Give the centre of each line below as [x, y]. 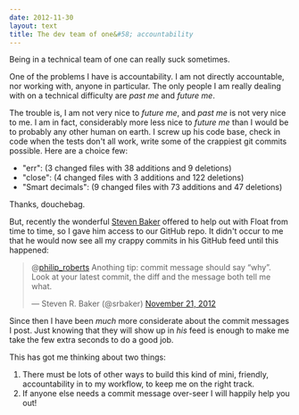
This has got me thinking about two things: [88, 357]
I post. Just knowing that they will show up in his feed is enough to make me [149, 330]
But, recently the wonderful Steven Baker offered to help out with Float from [149, 222]
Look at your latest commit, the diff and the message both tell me [151, 277]
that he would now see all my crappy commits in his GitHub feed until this [144, 241]
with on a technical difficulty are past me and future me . [112, 95]
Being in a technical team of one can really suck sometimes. [120, 60]
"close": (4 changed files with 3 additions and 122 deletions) [133, 178]
